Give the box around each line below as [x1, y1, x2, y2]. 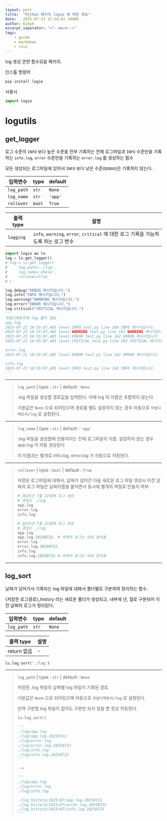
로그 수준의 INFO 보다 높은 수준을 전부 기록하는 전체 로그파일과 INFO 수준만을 [5, 149, 153, 154]
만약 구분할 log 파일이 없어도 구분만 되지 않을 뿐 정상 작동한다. [17, 706, 138, 712]
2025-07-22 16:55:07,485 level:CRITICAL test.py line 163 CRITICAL [5, 339, 148, 344]
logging [7, 234, 26, 240]
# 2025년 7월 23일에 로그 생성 [17, 521, 74, 526]
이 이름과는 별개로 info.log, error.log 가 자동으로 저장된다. [17, 452, 130, 458]
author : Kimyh [5, 21, 35, 26]
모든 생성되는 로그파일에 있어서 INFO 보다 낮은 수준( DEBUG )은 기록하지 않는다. [5, 165, 153, 171]
